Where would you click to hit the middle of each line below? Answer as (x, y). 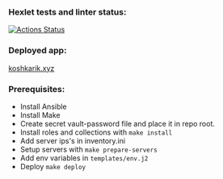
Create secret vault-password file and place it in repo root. (118, 123)
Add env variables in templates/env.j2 (84, 158)
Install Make (40, 114)
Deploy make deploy (53, 166)
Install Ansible (43, 106)
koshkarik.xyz (32, 68)
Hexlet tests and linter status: (67, 12)
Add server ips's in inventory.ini (73, 140)
